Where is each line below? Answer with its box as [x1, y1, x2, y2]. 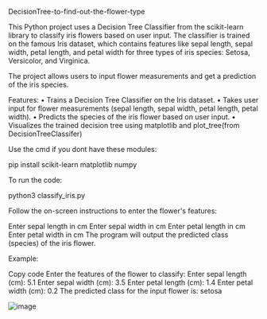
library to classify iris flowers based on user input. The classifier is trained [8, 31, 250, 40]
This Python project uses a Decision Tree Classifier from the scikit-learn [8, 22, 244, 31]
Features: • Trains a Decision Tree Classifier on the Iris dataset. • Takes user [8, 95, 259, 104]
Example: [8, 254, 39, 263]
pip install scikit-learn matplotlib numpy [8, 160, 137, 169]
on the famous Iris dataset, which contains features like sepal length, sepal [8, 39, 253, 49]
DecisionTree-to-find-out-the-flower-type [8, 7, 145, 16]
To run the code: [8, 175, 63, 185]
